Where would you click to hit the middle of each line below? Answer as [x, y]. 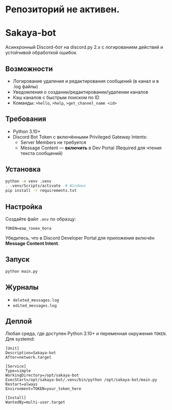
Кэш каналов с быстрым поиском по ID [56, 97]
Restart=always [22, 384]
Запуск [17, 259]
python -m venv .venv [28, 181]
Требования [26, 119]
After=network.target [28, 358]
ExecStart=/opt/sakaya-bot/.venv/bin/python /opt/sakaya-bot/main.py [81, 380]
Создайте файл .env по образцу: [41, 219]
